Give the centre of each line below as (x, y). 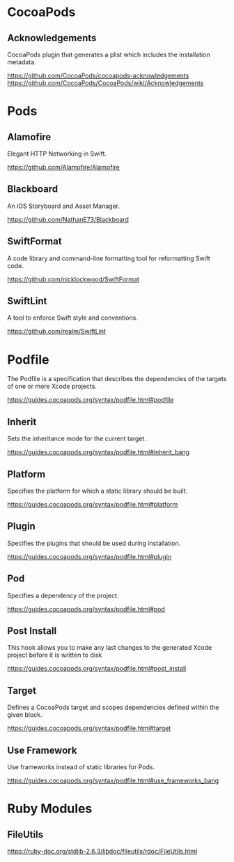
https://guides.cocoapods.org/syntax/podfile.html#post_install (97, 669)
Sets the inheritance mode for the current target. (77, 439)
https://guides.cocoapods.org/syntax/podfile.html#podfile (91, 400)
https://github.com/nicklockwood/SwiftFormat (73, 279)
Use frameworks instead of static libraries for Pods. (81, 767)
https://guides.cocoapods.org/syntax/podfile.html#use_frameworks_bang (113, 781)
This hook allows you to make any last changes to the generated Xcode (110, 648)
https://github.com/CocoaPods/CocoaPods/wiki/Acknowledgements (106, 83)
